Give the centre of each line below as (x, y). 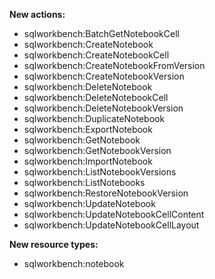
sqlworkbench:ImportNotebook (88, 161)
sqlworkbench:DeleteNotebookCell (96, 97)
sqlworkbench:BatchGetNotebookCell (101, 33)
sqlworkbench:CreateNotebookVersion (104, 76)
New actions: (37, 14)
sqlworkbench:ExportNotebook (88, 129)
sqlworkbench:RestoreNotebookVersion (106, 193)
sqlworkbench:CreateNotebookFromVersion (114, 65)
